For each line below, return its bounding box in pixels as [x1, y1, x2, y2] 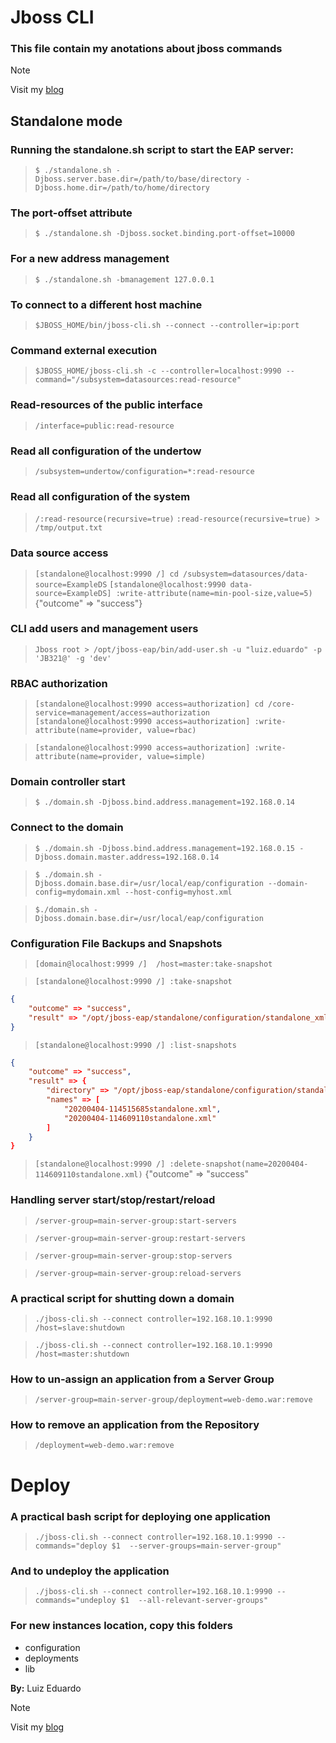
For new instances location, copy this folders [10, 1619, 233, 1633]
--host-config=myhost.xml [124, 887, 233, 897]
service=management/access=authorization [34, 708, 210, 718]
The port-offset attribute [10, 206, 133, 220]
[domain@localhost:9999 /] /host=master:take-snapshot [34, 959, 273, 970]
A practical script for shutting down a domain [10, 1291, 235, 1305]
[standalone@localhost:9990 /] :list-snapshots [34, 1040, 237, 1050]
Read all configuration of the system [10, 489, 191, 503]
